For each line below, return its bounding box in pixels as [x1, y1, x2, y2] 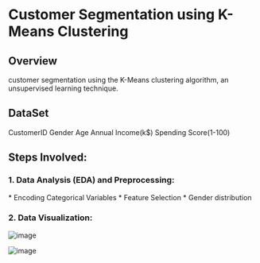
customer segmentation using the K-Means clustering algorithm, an [8, 75, 229, 84]
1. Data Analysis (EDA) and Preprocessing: [8, 175, 175, 186]
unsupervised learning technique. [8, 83, 118, 93]
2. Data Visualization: [8, 212, 93, 223]
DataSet [8, 106, 49, 120]
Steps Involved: [8, 151, 87, 164]
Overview [8, 54, 58, 68]
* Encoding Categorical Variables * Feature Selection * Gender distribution [8, 192, 252, 202]
